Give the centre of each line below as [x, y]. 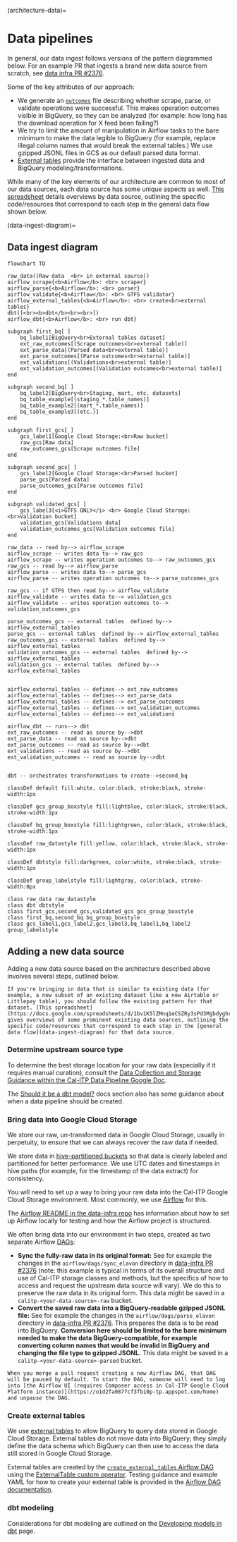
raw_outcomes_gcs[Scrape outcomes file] [80, 448]
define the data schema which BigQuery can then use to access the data [113, 1446]
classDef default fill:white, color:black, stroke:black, [94, 788]
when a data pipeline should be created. [66, 1101]
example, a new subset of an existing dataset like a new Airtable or [113, 995]
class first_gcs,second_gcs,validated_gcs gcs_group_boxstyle [101, 911]
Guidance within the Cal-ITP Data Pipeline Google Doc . [87, 1080]
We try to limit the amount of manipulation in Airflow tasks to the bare [118, 130]
